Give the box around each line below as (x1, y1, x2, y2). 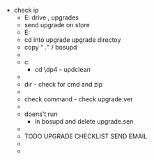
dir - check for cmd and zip (24, 80, 103, 88)
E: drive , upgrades (24, 13, 79, 22)
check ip (13, 6, 39, 14)
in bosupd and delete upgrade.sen (34, 117, 134, 125)
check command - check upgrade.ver (24, 95, 134, 103)
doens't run (24, 110, 58, 118)
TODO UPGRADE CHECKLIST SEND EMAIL (24, 132, 148, 140)
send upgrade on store (24, 21, 91, 29)
